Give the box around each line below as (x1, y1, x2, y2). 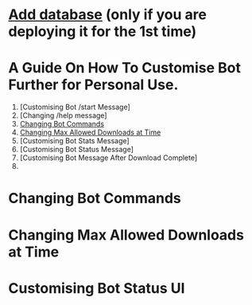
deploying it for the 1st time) (8, 22, 197, 41)
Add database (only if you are (8, 6, 207, 24)
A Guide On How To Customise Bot (8, 59, 241, 77)
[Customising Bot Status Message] (19, 145, 134, 154)
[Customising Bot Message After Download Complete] (19, 153, 198, 162)
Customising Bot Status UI (8, 279, 185, 297)
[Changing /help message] (19, 111, 107, 120)
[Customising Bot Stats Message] (19, 136, 130, 146)
